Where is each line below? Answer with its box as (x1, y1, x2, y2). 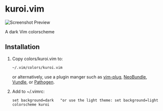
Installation (5, 43, 40, 51)
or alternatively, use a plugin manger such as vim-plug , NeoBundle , (12, 74, 147, 79)
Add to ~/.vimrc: (12, 88, 45, 94)
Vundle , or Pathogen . (12, 79, 55, 85)
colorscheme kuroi (12, 102, 50, 107)
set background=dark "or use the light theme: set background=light (12, 98, 159, 103)
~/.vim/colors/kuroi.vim (12, 65, 63, 70)
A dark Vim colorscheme (5, 29, 55, 34)
